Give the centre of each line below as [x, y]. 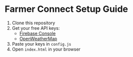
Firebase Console [37, 33]
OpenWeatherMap [38, 39]
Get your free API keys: [36, 28]
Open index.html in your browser [46, 49]
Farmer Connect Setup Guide [66, 9]
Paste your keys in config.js [41, 44]
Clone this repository [33, 23]
